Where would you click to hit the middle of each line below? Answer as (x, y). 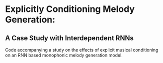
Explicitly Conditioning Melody (70, 9)
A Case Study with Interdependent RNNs (70, 38)
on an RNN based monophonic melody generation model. (64, 55)
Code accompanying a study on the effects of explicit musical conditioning (82, 50)
